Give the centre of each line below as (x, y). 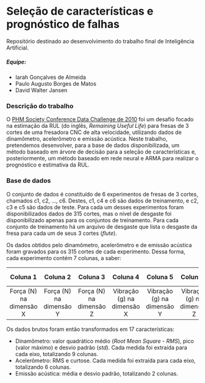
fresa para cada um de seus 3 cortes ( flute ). (62, 233)
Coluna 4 (126, 277)
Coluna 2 (58, 277)
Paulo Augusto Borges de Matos (56, 83)
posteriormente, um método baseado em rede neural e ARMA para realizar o (103, 158)
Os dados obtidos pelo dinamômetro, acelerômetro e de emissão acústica (99, 245)
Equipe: (16, 62)
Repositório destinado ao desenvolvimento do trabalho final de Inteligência (100, 41)
